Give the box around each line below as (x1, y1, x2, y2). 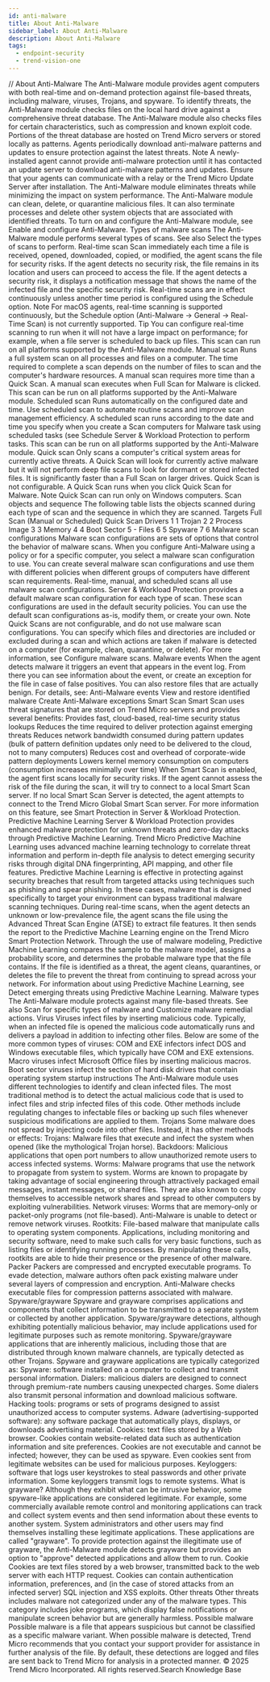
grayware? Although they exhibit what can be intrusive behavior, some (8, 1484, 242, 1494)
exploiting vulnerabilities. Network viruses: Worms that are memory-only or (8, 1201, 258, 1211)
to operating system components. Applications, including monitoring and (8, 1227, 250, 1237)
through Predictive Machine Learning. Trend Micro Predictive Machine (8, 833, 242, 843)
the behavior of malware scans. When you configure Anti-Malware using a (8, 541, 255, 551)
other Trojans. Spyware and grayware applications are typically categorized (8, 1356, 260, 1366)
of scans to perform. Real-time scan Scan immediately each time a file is (8, 241, 250, 251)
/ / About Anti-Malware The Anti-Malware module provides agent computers (8, 78, 260, 89)
